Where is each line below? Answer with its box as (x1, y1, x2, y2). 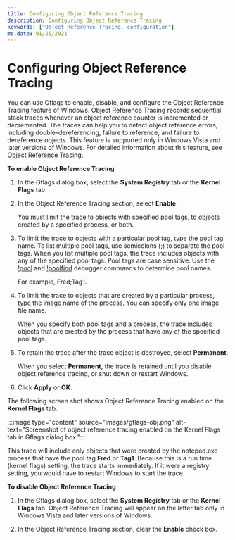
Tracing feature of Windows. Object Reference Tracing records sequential (7, 106, 222, 115)
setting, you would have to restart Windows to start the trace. (7, 469, 185, 477)
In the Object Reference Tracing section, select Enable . (17, 199, 178, 208)
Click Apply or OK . (17, 383, 72, 391)
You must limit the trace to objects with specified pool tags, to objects (17, 213, 220, 222)
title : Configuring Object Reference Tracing (7, 10, 143, 18)
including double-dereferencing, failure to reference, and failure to (7, 128, 200, 137)
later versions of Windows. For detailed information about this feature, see (7, 144, 223, 152)
